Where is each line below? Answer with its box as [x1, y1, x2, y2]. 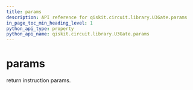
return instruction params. [6, 77, 71, 84]
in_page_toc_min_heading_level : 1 [6, 20, 93, 26]
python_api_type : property [6, 25, 74, 32]
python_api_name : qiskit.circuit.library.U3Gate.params [6, 31, 150, 37]
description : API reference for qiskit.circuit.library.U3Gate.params [6, 14, 188, 20]
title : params [6, 8, 42, 15]
